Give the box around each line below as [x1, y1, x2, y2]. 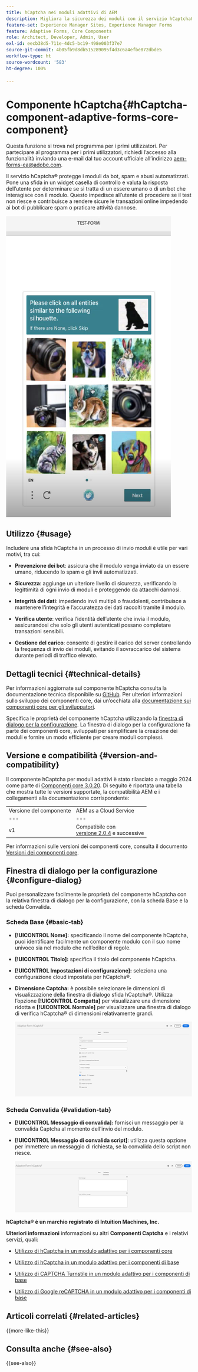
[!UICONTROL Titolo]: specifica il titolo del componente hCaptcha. [14, 955, 177, 962]
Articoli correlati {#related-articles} [6, 1311, 140, 1321]
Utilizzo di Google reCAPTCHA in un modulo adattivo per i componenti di [14, 1288, 192, 1295]
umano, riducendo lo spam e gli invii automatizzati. [14, 568, 138, 575]
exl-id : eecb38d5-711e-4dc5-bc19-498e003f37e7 [6, 41, 123, 47]
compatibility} [6, 760, 60, 770]
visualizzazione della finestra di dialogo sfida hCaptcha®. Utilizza [14, 991, 173, 998]
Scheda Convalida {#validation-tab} [6, 1105, 112, 1114]
